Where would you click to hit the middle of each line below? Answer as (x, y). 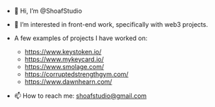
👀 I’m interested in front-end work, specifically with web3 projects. (111, 24)
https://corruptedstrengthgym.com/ (76, 74)
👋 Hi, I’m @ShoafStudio (48, 11)
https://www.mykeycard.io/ (64, 59)
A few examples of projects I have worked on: (81, 38)
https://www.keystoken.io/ (63, 52)
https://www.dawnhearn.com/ (68, 82)
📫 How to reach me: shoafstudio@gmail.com (80, 96)
